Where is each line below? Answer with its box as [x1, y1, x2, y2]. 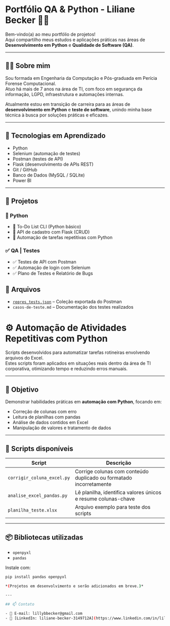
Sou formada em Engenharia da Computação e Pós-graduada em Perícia [5, 75, 157, 81]
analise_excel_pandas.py [8, 492, 68, 498]
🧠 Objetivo [5, 385, 39, 394]
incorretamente [75, 481, 112, 488]
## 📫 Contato [5, 602, 34, 607]
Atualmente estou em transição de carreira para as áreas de [5, 101, 131, 107]
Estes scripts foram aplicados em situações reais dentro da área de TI [5, 360, 151, 367]
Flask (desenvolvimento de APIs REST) [12, 161, 94, 167]
